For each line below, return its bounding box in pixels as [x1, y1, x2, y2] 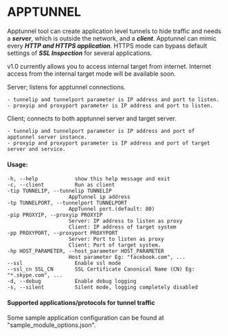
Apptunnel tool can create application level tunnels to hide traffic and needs [7, 27, 222, 35]
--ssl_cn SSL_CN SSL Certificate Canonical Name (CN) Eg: [7, 266, 195, 273]
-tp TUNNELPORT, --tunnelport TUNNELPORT [7, 200, 128, 207]
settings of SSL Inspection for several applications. [7, 49, 152, 57]
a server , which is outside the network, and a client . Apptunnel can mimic [7, 34, 217, 42]
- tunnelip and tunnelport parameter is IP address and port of [7, 127, 195, 134]
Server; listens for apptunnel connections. [7, 83, 126, 91]
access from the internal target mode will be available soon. [7, 70, 176, 78]
